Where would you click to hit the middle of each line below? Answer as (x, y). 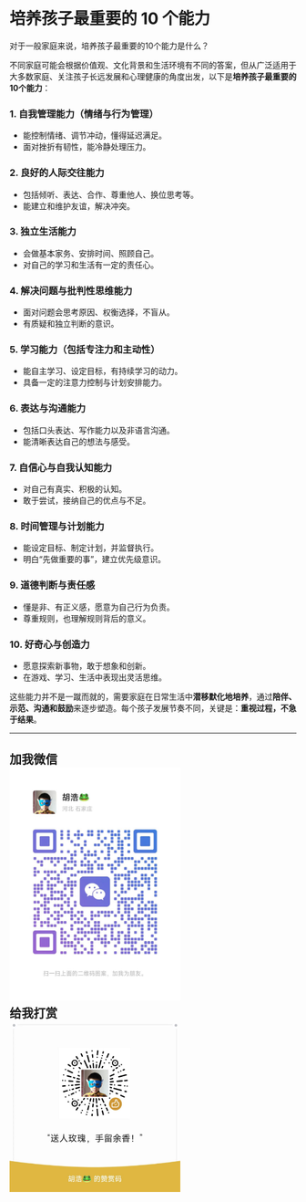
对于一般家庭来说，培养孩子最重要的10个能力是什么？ (109, 46)
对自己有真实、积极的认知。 (75, 489)
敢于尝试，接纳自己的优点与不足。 (87, 501)
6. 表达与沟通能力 (48, 409)
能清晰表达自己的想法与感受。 (78, 441)
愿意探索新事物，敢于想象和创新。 (87, 665)
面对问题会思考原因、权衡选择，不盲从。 (98, 312)
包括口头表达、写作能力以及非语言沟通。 (98, 430)
